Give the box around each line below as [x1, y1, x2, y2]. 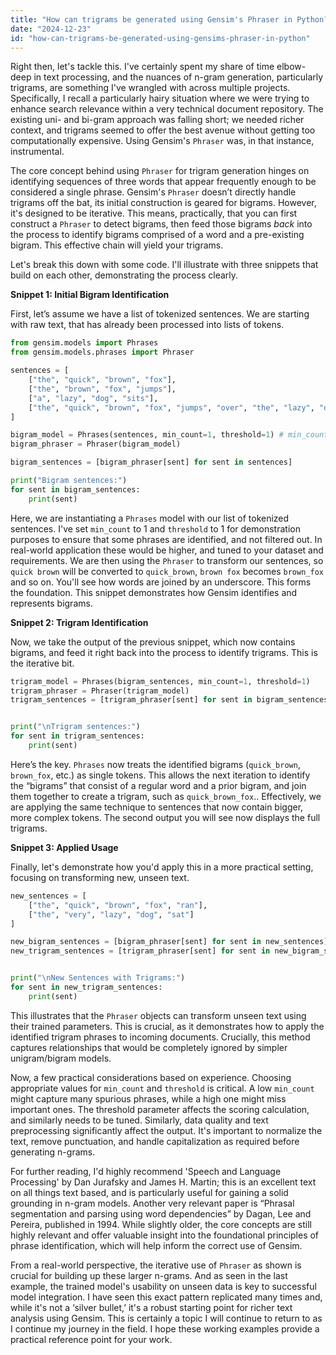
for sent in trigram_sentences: [10, 731, 145, 741]
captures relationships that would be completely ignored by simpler [10, 1041, 288, 1053]
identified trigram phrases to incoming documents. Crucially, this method [10, 1031, 311, 1043]
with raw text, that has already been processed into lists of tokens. [10, 319, 285, 331]
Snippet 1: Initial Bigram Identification [10, 289, 170, 301]
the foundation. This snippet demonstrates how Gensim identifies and [10, 586, 298, 598]
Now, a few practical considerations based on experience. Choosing [10, 1071, 292, 1083]
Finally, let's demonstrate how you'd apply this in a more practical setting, [10, 861, 314, 873]
